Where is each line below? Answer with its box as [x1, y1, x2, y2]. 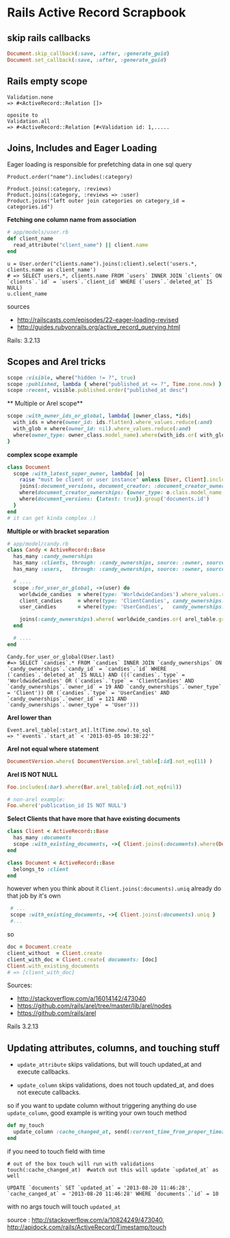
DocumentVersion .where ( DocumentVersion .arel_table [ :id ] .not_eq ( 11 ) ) [7, 758, 213, 765]
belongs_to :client [13, 865, 69, 873]
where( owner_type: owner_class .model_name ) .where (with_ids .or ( [13, 432, 197, 438]
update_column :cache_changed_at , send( [13, 1128, 130, 1135]
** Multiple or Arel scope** [7, 399, 84, 408]
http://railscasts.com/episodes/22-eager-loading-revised [16, 315, 179, 323]
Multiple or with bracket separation [7, 527, 110, 535]
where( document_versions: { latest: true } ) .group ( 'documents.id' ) [19, 495, 210, 503]
